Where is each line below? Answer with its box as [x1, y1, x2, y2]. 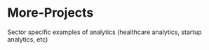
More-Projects [7, 5, 94, 21]
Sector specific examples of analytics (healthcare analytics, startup [7, 28, 202, 36]
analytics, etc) [7, 35, 48, 43]
